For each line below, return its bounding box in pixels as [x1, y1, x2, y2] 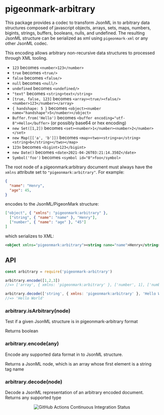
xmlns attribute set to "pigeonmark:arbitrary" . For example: [5, 169, 124, 175]
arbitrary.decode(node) [5, 378, 62, 385]
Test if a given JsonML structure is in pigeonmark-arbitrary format [5, 319, 138, 324]
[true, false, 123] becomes [12, 95, 72, 101]
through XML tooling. [5, 55, 48, 61]
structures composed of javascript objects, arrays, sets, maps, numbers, [5, 24, 151, 30]
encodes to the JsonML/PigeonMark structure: [5, 201, 99, 207]
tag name [5, 366, 24, 372]
